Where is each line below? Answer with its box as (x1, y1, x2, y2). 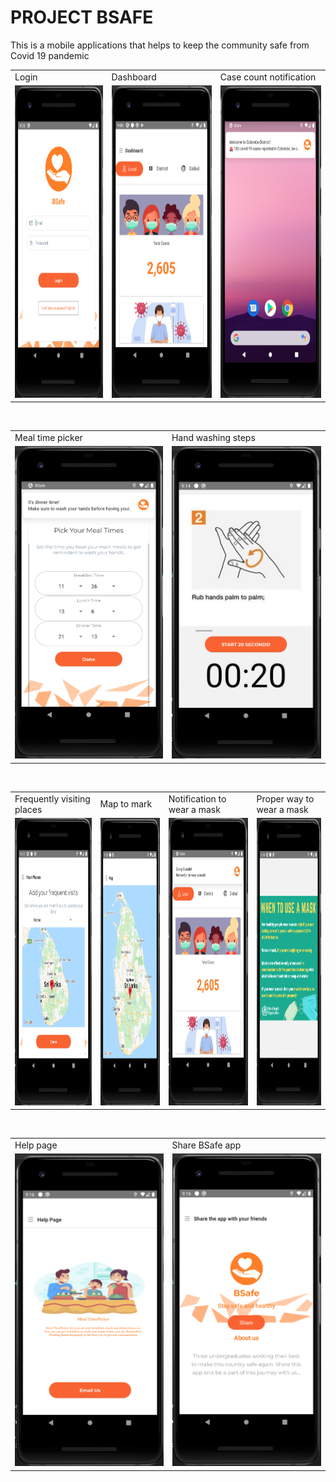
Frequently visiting (14, 792, 91, 805)
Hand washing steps (171, 432, 256, 444)
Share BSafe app (171, 1139, 242, 1151)
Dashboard (111, 71, 157, 83)
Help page (14, 1139, 58, 1151)
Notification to (168, 792, 227, 805)
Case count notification (219, 71, 317, 83)
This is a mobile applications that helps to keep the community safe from (10, 39, 310, 51)
